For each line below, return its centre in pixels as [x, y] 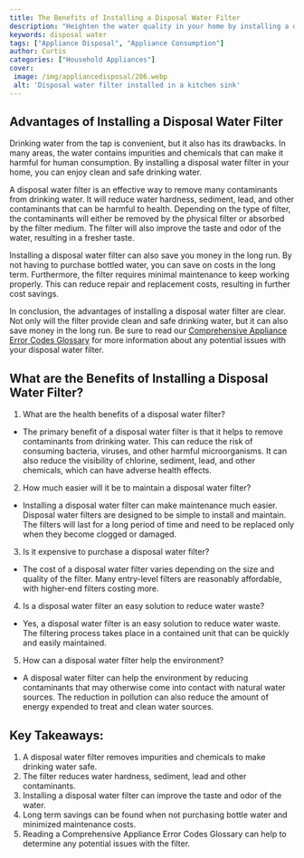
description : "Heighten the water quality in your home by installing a [149, 26]
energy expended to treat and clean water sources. [118, 707]
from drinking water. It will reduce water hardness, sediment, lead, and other [152, 199]
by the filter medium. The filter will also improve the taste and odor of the [146, 228]
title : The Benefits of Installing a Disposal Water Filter [125, 18]
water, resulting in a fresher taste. [72, 238]
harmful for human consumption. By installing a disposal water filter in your [149, 163]
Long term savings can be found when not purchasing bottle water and [155, 815]
